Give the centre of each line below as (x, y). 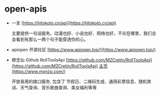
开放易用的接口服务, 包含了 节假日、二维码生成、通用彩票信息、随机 (79, 81)
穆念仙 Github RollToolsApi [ (40, 60)
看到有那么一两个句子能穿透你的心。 (52, 39)
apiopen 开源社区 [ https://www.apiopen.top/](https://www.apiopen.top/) (84, 49)
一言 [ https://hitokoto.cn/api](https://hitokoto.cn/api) (64, 23)
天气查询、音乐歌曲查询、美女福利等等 (58, 87)
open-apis (26, 9)
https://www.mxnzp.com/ (39, 71)
